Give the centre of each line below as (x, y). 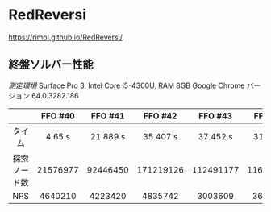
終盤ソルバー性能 (51, 65)
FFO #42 (160, 116)
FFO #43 (215, 116)
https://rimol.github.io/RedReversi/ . (67, 37)
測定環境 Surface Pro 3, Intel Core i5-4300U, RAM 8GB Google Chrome (127, 85)
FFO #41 (108, 116)
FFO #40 (58, 116)
